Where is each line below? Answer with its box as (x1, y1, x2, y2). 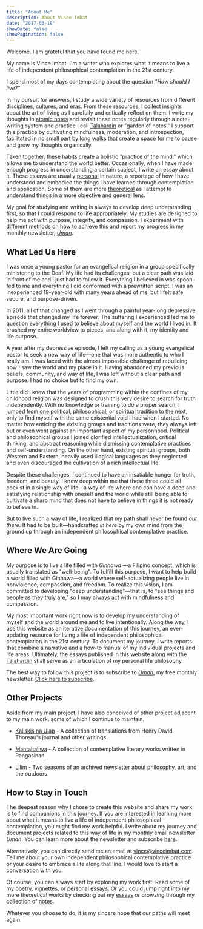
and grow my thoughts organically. (6, 141, 93, 149)
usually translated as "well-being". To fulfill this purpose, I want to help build (6, 568, 196, 575)
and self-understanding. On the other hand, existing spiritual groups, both (6, 446, 191, 454)
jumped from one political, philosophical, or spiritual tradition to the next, (6, 407, 188, 415)
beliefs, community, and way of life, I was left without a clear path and (6, 370, 181, 377)
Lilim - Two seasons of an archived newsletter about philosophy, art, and (15, 763, 197, 771)
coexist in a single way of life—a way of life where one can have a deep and (6, 483, 196, 491)
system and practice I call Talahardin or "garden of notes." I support (25, 122, 194, 129)
